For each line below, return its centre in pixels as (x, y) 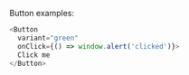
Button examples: (42, 13)
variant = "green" (48, 38)
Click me (34, 55)
